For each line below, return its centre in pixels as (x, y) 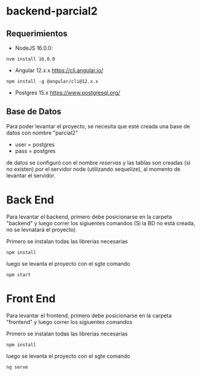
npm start (19, 275)
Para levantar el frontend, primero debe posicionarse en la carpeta (89, 315)
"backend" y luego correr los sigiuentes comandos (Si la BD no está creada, (101, 223)
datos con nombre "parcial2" (42, 133)
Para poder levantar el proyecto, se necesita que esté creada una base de (98, 126)
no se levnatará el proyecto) (41, 229)
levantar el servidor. (31, 175)
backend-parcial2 (52, 11)
